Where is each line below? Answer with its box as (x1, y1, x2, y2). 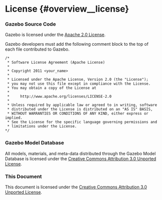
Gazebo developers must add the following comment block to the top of (5, 41, 149, 47)
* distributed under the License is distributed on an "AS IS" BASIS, (7, 107, 153, 112)
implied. (5, 115, 23, 120)
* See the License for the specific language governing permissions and (7, 120, 158, 125)
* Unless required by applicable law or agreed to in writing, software (7, 103, 158, 108)
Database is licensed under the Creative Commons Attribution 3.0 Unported (5, 156, 157, 162)
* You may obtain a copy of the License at (7, 86, 97, 91)
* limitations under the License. (7, 124, 77, 129)
